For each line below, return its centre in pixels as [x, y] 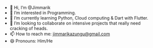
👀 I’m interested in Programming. [43, 13]
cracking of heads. [29, 28]
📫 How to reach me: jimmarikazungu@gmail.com [60, 34]
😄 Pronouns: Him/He [31, 41]
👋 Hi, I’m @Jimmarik [30, 8]
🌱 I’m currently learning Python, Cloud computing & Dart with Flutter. [79, 18]
